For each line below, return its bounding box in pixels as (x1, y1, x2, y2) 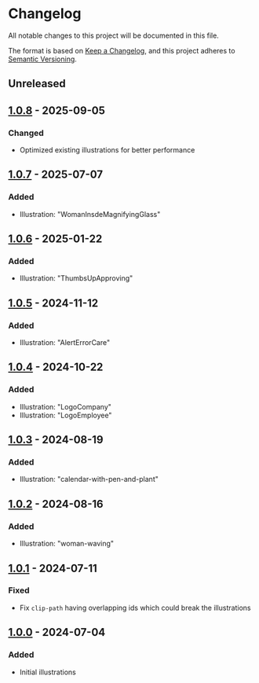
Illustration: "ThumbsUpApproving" (19, 274, 133, 283)
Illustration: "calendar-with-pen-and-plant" (19, 475, 159, 484)
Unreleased (8, 77, 67, 90)
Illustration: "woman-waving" (19, 539, 115, 549)
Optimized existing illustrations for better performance (19, 145, 195, 155)
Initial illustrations (19, 667, 76, 677)
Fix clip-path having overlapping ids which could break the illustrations (19, 603, 251, 612)
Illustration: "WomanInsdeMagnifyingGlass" (19, 209, 161, 218)
